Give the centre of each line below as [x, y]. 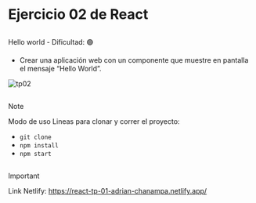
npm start [36, 154]
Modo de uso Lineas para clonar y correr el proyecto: [94, 121]
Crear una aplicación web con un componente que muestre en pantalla [134, 60]
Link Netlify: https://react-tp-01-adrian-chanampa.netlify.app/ [108, 191]
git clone [36, 137]
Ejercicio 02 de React [78, 14]
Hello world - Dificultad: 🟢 [51, 42]
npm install [39, 145]
